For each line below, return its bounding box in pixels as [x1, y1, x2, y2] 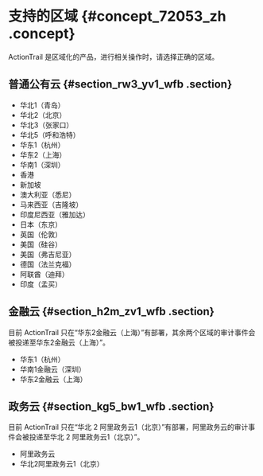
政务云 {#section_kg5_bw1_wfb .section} [8, 400, 215, 413]
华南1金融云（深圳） [19, 364, 86, 374]
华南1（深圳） [19, 160, 65, 170]
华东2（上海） [19, 150, 67, 159]
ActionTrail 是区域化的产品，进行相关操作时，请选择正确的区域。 [8, 52, 219, 61]
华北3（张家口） [19, 120, 74, 130]
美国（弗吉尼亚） [19, 249, 76, 259]
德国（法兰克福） [19, 259, 76, 269]
